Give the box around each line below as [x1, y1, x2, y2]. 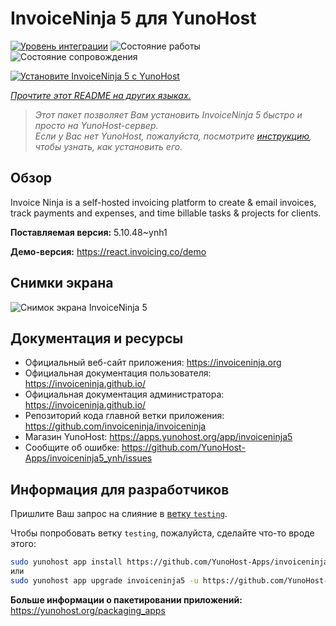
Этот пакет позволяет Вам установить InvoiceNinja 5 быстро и [34, 108, 303, 121]
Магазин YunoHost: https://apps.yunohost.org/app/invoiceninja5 [24, 431, 293, 443]
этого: [10, 538, 37, 550]
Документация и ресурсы [10, 330, 184, 347]
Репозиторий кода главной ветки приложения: [24, 410, 225, 422]
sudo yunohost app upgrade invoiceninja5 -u [10, 575, 199, 586]
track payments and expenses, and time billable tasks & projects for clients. [10, 207, 322, 219]
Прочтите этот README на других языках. [10, 89, 192, 101]
